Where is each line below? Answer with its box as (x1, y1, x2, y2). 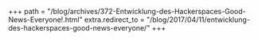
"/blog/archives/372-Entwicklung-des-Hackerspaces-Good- (47, 7, 246, 16)
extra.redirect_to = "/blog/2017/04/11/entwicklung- (84, 15, 251, 24)
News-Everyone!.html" (8, 15, 83, 24)
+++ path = (8, 7, 46, 16)
